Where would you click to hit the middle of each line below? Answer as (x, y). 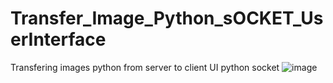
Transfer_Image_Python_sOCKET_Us (167, 18)
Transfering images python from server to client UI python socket (145, 67)
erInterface (58, 39)
